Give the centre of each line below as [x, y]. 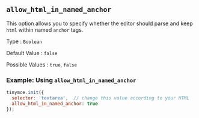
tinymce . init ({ [25, 93]
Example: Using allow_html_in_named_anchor [71, 80]
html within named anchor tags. [45, 29]
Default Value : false [32, 53]
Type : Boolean [24, 41]
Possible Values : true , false [41, 64]
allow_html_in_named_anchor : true [55, 104]
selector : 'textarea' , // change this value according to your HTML [100, 98]
